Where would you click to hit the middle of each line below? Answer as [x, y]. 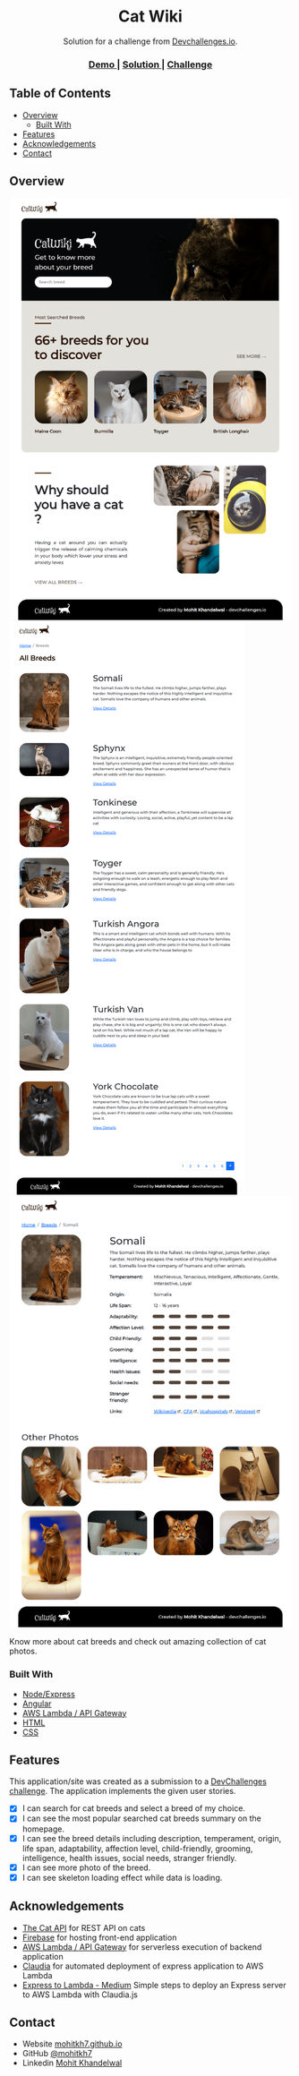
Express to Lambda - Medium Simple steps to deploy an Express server [154, 1985]
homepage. [43, 1829]
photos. [23, 1651]
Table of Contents [60, 94]
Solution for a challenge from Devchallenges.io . [150, 41]
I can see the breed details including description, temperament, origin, [152, 1838]
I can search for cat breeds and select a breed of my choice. [134, 1808]
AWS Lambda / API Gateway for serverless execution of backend [142, 1947]
